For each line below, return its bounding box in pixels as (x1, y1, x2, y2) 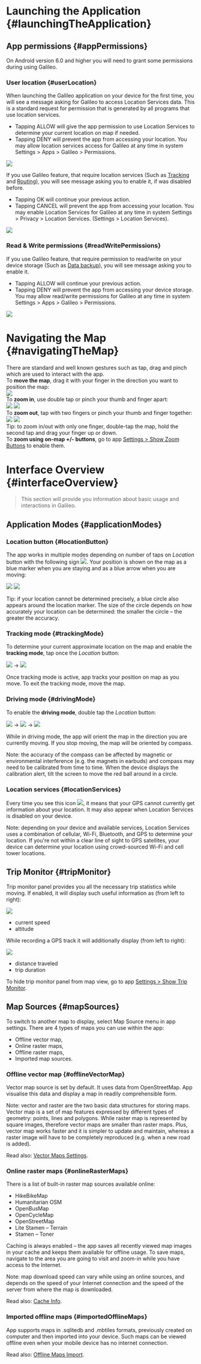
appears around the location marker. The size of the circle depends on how (6, 602, 193, 609)
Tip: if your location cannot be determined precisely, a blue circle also (6, 595, 179, 603)
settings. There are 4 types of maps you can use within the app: (6, 1024, 164, 1031)
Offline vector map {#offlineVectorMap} (6, 1070, 125, 1079)
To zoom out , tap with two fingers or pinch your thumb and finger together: (6, 409, 193, 416)
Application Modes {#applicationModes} (6, 519, 162, 529)
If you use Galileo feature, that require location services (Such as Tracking (6, 172, 190, 179)
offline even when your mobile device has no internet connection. (6, 1339, 169, 1347)
